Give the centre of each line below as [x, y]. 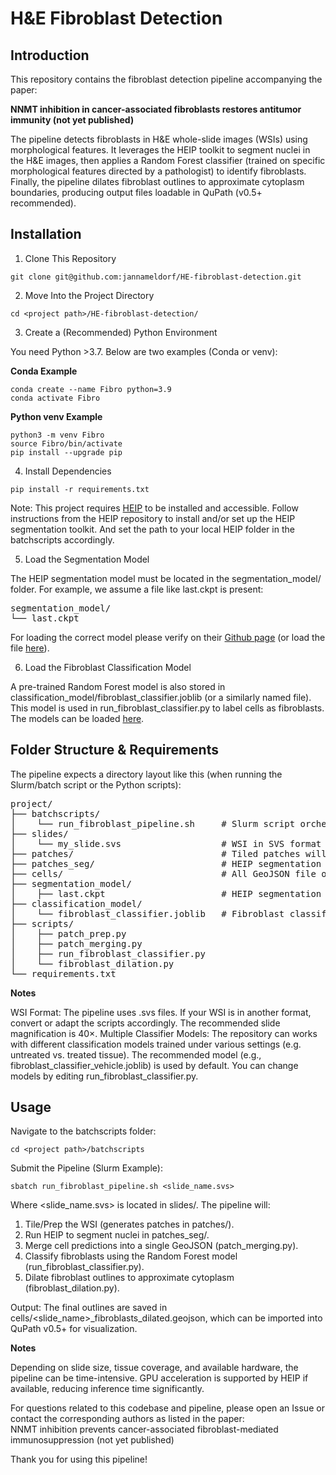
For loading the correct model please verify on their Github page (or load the [168, 637]
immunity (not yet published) [72, 120]
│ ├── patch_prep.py [68, 933]
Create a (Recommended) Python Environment [121, 332]
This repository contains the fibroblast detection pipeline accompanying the [166, 79]
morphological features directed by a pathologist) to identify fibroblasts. [158, 171]
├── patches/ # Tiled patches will [168, 853]
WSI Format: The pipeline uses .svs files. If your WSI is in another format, [161, 1012]
